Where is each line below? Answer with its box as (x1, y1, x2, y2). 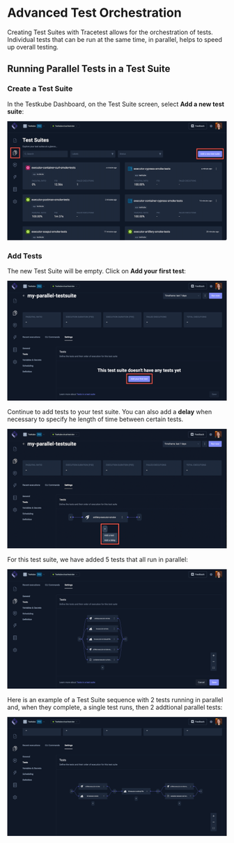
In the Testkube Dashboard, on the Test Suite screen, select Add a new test (7, 100, 225, 108)
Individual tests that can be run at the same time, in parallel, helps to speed (7, 35, 223, 43)
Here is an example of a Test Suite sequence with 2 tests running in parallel (7, 696, 224, 704)
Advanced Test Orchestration (7, 5, 182, 21)
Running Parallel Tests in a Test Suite (7, 63, 171, 75)
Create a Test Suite (7, 84, 73, 93)
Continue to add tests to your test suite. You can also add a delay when (7, 407, 212, 416)
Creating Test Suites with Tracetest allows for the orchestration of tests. (7, 28, 214, 36)
